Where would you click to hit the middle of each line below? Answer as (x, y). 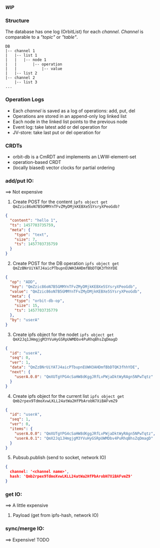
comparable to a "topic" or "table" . (42, 37)
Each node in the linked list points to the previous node (70, 122)
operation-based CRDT (37, 162)
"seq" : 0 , (20, 358)
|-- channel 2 (20, 78)
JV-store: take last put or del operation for (57, 132)
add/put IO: (20, 181)
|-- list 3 (26, 82)
